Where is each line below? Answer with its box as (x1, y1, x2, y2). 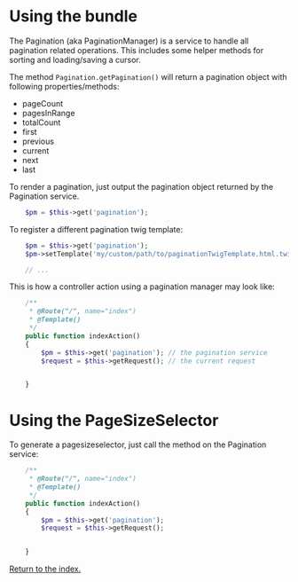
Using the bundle (9, 6, 138, 27)
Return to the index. (9, 563, 82, 574)
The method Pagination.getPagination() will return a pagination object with (9, 71, 287, 82)
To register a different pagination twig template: (9, 224, 184, 234)
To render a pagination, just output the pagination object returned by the (9, 181, 273, 192)
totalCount (21, 117, 61, 128)
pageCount (21, 98, 64, 108)
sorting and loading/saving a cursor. (9, 54, 141, 65)
